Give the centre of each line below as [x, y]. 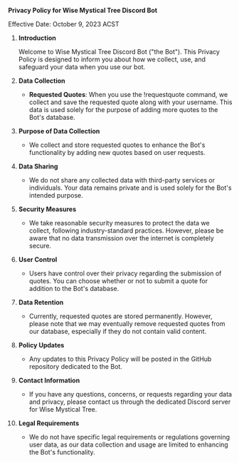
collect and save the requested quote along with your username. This [131, 102]
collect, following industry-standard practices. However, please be [126, 230]
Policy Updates [41, 345]
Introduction [37, 38]
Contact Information [49, 380]
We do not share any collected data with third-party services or [122, 180]
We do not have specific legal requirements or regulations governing [129, 437]
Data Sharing [38, 166]
